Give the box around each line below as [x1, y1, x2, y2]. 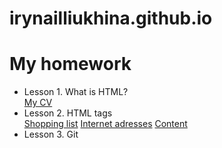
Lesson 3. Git [23, 128, 79, 141]
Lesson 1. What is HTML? [23, 86, 129, 98]
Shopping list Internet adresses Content [23, 118, 188, 130]
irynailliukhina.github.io [9, 7, 213, 30]
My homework [9, 53, 132, 76]
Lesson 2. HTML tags [23, 107, 113, 119]
